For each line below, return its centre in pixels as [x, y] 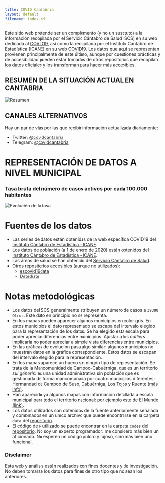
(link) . [18, 405]
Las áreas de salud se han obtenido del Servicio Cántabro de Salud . [81, 261]
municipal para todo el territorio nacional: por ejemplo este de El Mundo [85, 400]
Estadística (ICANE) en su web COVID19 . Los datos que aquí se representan [82, 49]
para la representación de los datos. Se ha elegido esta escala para [81, 331]
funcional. [22, 442]
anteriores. [16, 476]
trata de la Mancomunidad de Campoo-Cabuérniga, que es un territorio [85, 368]
